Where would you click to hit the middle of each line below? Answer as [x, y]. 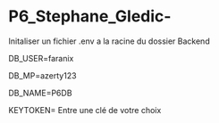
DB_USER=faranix [41, 58]
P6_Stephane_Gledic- [90, 16]
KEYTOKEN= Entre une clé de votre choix [85, 110]
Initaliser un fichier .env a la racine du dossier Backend [109, 41]
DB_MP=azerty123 [42, 75]
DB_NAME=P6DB [40, 93]
